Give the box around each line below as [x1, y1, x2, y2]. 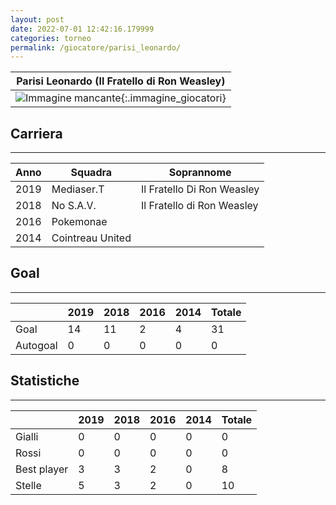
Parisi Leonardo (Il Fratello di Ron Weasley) [16, 74, 226, 88]
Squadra [70, 166, 113, 180]
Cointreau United [51, 231, 132, 245]
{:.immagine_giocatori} [120, 91, 227, 105]
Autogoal [15, 338, 58, 352]
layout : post [10, 14, 65, 25]
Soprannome [168, 166, 232, 180]
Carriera [10, 125, 63, 142]
